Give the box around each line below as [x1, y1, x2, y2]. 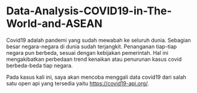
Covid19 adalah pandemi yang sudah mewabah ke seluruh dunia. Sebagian [6, 36, 192, 44]
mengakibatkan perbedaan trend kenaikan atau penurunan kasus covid [6, 55, 182, 63]
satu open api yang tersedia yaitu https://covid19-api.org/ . [6, 79, 150, 87]
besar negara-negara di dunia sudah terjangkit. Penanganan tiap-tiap [6, 43, 177, 50]
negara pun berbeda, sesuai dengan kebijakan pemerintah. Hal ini [6, 49, 169, 56]
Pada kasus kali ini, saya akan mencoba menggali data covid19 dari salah [6, 73, 187, 80]
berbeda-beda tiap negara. [6, 61, 73, 69]
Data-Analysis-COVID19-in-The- [6, 4, 172, 18]
